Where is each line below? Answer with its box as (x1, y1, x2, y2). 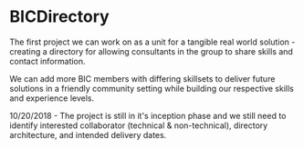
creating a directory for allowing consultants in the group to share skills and (9, 45, 294, 56)
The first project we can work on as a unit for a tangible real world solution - (9, 36, 296, 47)
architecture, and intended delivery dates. (9, 129, 167, 140)
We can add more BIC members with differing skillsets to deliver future (9, 73, 276, 84)
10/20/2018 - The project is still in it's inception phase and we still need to (9, 110, 287, 121)
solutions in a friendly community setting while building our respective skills (9, 83, 294, 94)
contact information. (9, 55, 86, 66)
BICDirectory (9, 6, 110, 27)
